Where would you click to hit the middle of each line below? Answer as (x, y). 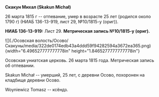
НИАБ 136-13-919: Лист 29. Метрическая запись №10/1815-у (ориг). (78, 31)
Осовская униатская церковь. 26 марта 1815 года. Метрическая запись (80, 60)
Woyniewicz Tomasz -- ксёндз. (37, 89)
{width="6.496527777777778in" (38, 51)
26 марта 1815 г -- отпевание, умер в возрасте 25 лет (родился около (78, 16)
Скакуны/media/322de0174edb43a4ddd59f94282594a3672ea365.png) (78, 46)
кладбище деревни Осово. (33, 80)
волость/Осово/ (52, 40)
